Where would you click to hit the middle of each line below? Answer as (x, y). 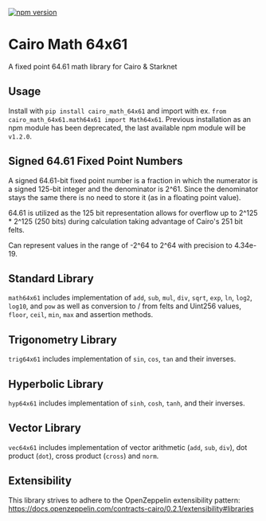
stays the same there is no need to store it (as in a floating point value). (125, 197)
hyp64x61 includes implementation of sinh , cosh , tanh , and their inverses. (127, 403)
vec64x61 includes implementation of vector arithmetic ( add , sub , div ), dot (128, 447)
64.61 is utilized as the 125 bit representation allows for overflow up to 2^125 (133, 213)
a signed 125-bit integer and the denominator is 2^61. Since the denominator (133, 189)
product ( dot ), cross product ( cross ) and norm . (84, 456)
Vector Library (45, 428)
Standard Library (51, 278)
